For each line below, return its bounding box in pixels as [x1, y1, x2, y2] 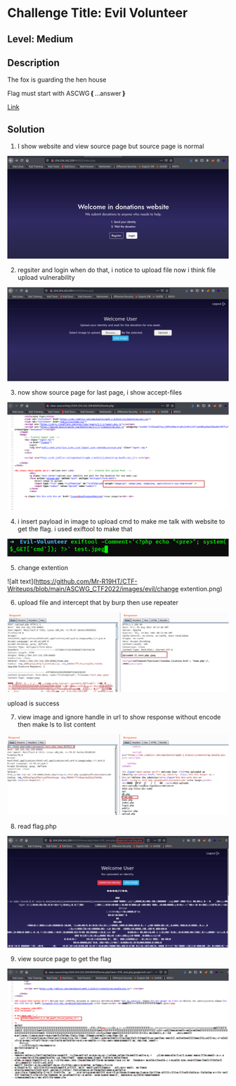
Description [7, 56, 60, 68]
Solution [7, 123, 45, 135]
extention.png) [180, 585, 223, 593]
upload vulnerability [17, 273, 75, 281]
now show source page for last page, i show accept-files [17, 388, 183, 396]
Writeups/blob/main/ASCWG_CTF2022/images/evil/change [7, 585, 179, 593]
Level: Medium [7, 33, 74, 45]
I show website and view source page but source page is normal [17, 142, 204, 151]
